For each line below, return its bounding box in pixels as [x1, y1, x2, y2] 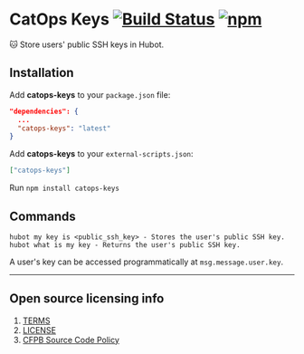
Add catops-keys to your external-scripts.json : [9, 148, 194, 159]
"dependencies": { [9, 107, 79, 116]
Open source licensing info [9, 291, 165, 307]
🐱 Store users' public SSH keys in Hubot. [9, 39, 165, 50]
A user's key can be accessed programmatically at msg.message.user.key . [9, 256, 283, 267]
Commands [9, 208, 77, 224]
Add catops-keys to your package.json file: [9, 89, 171, 100]
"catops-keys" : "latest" [17, 123, 111, 133]
